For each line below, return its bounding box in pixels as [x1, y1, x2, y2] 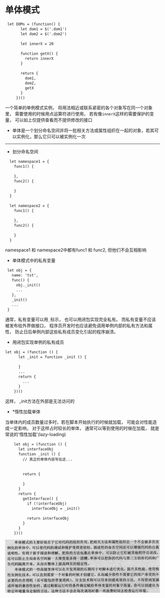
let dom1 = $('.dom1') [20, 27, 67, 31]
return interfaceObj [27, 516, 69, 521]
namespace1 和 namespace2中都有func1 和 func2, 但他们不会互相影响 [5, 247, 147, 253]
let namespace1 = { [9, 159, 50, 164]
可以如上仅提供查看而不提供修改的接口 [14, 117, 92, 123]
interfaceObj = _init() [31, 506, 80, 511]
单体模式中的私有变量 [12, 257, 55, 263]
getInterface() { [23, 496, 58, 501]
